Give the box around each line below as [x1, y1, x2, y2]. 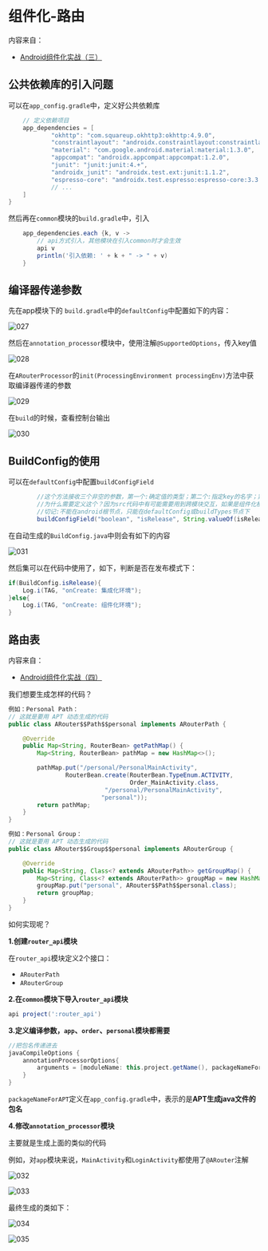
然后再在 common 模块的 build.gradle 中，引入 [8, 213, 150, 224]
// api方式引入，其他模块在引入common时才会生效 [37, 237, 181, 245]
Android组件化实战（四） [19, 672, 102, 682]
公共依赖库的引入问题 [8, 77, 113, 92]
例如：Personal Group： [8, 830, 82, 838]
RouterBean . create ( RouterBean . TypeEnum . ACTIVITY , [65, 771, 234, 779]
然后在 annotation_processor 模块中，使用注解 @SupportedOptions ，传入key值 [8, 338, 258, 348]
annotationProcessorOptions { [22, 1056, 120, 1064]
